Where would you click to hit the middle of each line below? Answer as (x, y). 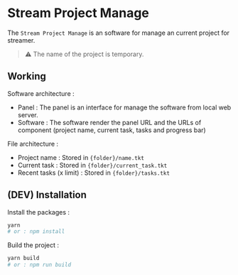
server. (28, 114)
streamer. (21, 40)
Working (27, 76)
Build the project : (33, 245)
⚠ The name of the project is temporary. (84, 54)
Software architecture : (41, 93)
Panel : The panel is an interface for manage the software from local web (124, 107)
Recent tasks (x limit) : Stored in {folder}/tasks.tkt (94, 173)
